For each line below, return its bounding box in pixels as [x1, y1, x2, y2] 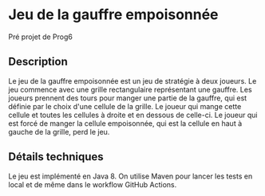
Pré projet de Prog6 [8, 32, 73, 41]
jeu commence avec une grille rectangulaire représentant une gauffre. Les [8, 84, 253, 94]
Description [8, 55, 68, 69]
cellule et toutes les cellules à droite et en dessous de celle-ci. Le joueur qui [8, 110, 258, 120]
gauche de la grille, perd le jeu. [8, 127, 110, 136]
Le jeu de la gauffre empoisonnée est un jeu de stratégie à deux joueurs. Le [8, 76, 257, 85]
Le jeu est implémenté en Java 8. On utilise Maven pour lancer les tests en [8, 171, 253, 181]
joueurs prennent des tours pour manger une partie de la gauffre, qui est [8, 93, 247, 103]
